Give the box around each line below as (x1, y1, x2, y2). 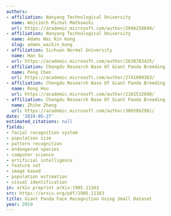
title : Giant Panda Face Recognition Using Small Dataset (6, 196, 152, 202)
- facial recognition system (6, 130, 78, 136)
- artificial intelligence (6, 157, 73, 163)
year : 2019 (6, 201, 33, 207)
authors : (6, 8, 28, 15)
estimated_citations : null (6, 119, 73, 125)
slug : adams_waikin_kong (11, 42, 73, 48)
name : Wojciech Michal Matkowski (11, 20, 94, 25)
